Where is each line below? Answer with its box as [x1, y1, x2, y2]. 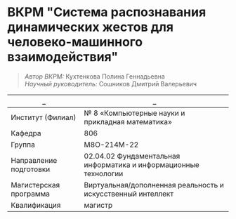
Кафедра [11, 128, 41, 138]
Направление [11, 155, 58, 165]
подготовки [11, 164, 51, 174]
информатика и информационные [84, 159, 200, 169]
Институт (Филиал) [11, 112, 77, 122]
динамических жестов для [7, 19, 174, 35]
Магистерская [11, 180, 60, 190]
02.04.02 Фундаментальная [84, 151, 181, 161]
